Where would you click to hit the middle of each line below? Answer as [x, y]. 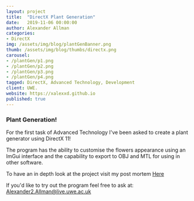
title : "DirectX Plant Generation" [51, 17]
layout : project [26, 11]
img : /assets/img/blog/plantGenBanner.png [59, 45]
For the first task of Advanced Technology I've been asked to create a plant [97, 132]
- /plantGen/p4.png [30, 77]
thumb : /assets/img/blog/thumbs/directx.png [61, 50]
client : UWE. [22, 88]
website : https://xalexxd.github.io [51, 93]
